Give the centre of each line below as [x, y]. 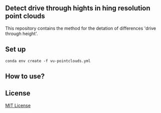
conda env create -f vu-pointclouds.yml [48, 61]
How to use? [25, 77]
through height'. [22, 33]
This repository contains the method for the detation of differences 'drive [81, 28]
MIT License [18, 105]
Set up [16, 49]
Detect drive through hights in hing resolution [78, 8]
